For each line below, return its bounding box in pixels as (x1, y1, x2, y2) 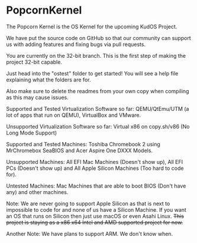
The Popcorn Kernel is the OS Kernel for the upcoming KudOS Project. (6, 23, 177, 30)
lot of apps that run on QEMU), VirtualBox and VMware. (6, 111, 141, 119)
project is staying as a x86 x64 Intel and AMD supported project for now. (6, 219, 183, 226)
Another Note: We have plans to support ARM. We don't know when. (6, 230, 173, 237)
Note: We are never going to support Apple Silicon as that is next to (6, 200, 170, 207)
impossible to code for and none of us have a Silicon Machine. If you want (6, 206, 186, 213)
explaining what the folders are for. (6, 76, 91, 83)
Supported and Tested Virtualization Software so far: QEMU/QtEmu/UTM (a (6, 105, 189, 112)
